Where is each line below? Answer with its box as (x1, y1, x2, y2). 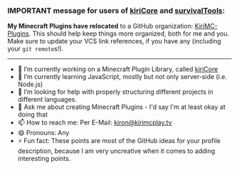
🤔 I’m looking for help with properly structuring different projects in (17, 87, 213, 96)
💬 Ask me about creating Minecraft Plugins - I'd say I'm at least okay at (17, 102, 226, 112)
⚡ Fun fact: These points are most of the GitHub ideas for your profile (17, 137, 221, 145)
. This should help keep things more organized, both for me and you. (28, 29, 230, 38)
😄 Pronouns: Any (17, 129, 70, 137)
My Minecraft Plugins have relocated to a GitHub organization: (7, 22, 193, 31)
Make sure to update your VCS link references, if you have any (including (7, 37, 222, 46)
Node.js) (17, 80, 43, 89)
